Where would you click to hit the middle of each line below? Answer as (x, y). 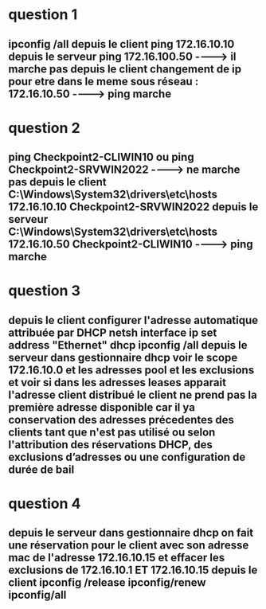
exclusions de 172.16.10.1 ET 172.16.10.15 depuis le (133, 570)
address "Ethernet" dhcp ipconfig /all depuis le (128, 345)
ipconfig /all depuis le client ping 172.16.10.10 (121, 44)
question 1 (43, 15)
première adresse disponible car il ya (102, 407)
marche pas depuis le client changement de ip (125, 69)
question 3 (45, 291)
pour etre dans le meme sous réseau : (104, 81)
